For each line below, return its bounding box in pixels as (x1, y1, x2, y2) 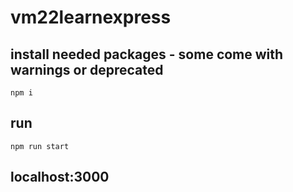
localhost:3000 (10, 169, 110, 186)
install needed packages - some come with (10, 46, 284, 63)
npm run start (10, 141, 70, 151)
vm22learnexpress (10, 6, 172, 29)
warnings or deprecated (10, 61, 164, 78)
